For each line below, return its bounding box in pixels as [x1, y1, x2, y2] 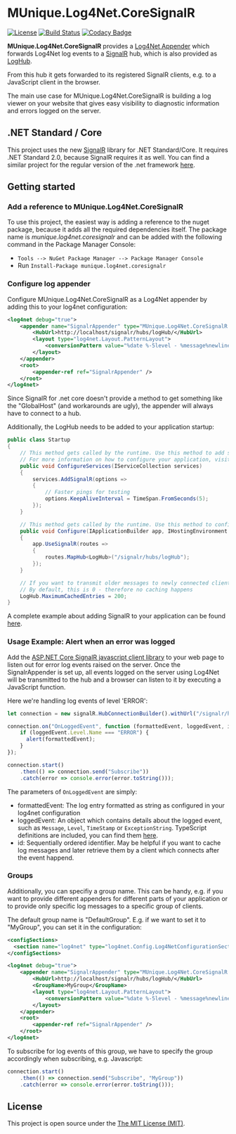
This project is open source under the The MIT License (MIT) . [7, 1119, 185, 1128]
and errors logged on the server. [7, 106, 101, 115]
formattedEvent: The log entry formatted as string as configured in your [17, 801, 225, 810]
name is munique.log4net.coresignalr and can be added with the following [7, 233, 223, 241]
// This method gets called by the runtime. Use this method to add [20, 450, 225, 457]
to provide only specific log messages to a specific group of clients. [7, 902, 204, 910]
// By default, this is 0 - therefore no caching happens [20, 586, 193, 593]
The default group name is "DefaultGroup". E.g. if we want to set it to [7, 915, 206, 924]
